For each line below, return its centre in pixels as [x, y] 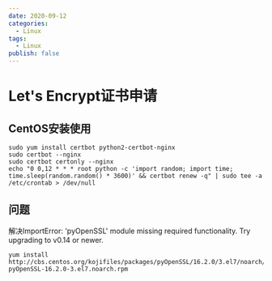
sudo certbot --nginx [45, 155]
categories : [28, 23]
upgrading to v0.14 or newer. [56, 240]
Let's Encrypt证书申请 [83, 96]
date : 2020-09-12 [38, 16]
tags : [17, 38]
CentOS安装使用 [50, 128]
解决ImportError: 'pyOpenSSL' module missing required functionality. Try [130, 231]
